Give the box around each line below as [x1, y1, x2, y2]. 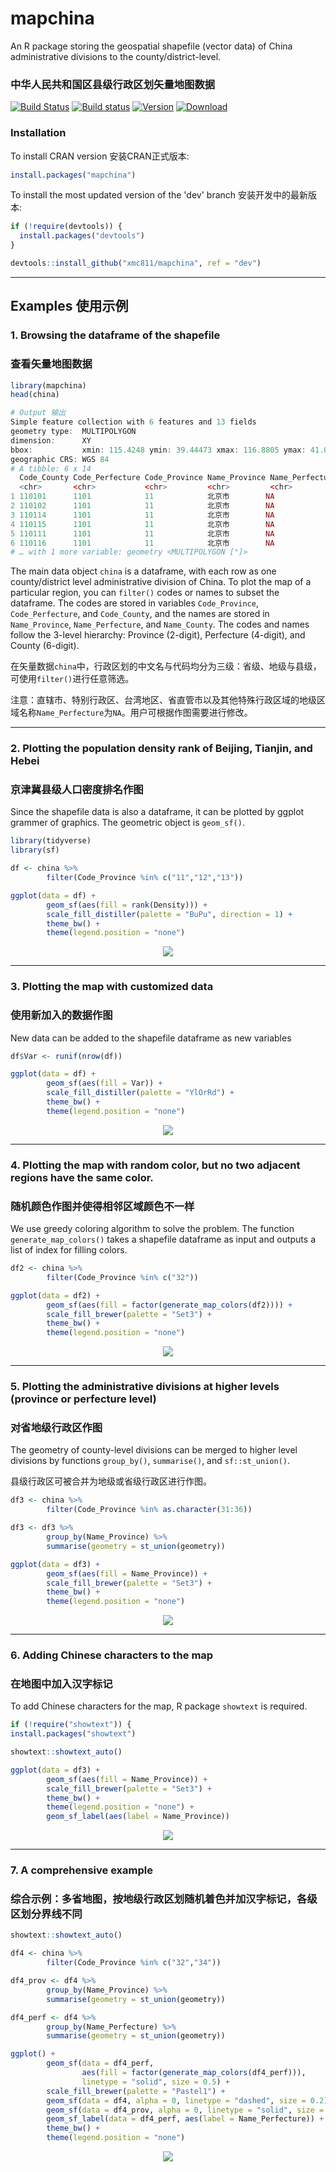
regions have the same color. [10, 1170, 154, 1184]
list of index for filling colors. [10, 1244, 128, 1256]
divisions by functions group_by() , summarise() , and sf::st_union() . [10, 1455, 291, 1467]
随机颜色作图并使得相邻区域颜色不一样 [10, 1199, 195, 1213]
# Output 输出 [10, 408, 67, 418]
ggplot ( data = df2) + [10, 1290, 101, 1301]
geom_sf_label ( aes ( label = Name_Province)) [46, 1812, 230, 1822]
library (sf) [10, 845, 60, 856]
